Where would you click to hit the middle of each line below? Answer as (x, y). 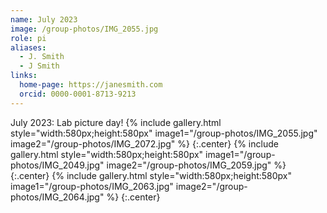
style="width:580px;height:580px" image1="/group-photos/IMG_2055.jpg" (164, 133)
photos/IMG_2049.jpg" (57, 165)
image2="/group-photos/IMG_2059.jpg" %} (196, 165)
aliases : (28, 47)
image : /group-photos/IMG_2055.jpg (84, 29)
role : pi (28, 38)
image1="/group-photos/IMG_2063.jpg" (92, 186)
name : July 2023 (44, 19)
